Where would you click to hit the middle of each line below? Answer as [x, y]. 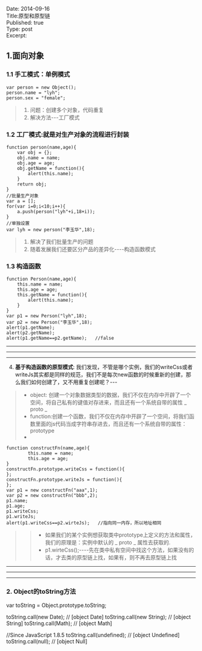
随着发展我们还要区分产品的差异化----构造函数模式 [93, 249]
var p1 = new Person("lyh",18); [47, 316]
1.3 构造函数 [24, 266]
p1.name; [17, 501]
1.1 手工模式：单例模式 [38, 75]
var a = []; [21, 201]
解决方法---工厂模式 [55, 117]
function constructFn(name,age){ [48, 448]
